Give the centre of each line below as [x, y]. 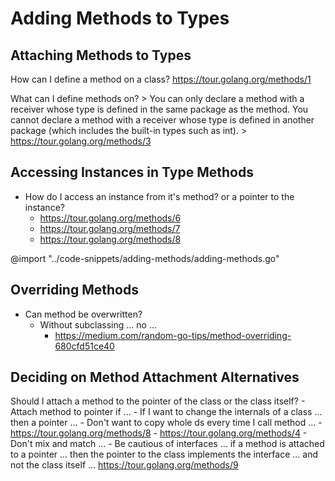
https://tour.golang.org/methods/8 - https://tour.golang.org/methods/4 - [159, 433]
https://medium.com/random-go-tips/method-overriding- [173, 335]
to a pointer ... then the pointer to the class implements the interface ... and [164, 454]
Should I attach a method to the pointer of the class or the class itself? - [158, 401]
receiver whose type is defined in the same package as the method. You [159, 109]
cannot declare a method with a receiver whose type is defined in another [162, 120]
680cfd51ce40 [84, 346]
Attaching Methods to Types [101, 55]
